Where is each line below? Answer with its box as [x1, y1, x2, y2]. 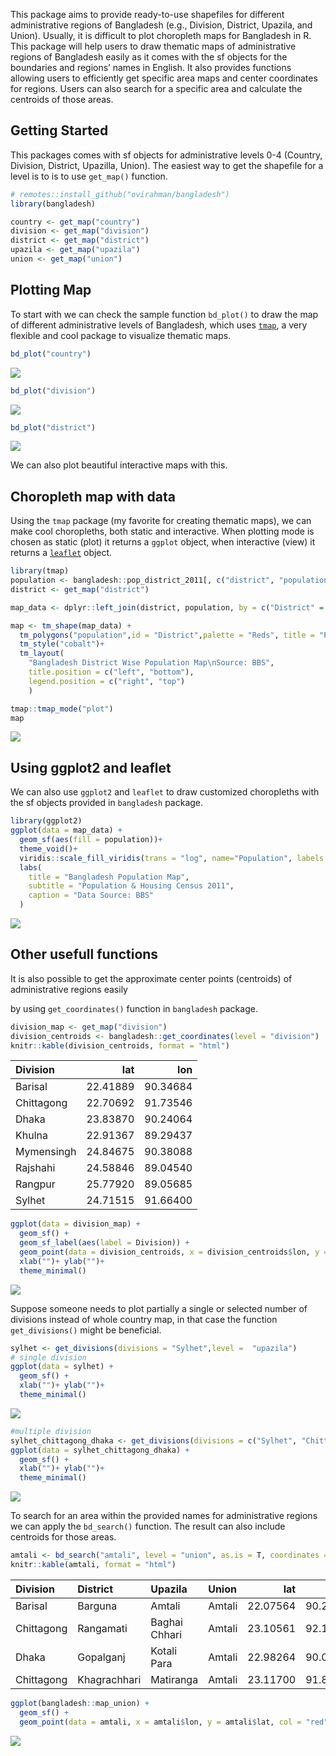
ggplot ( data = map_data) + [10, 825, 123, 836]
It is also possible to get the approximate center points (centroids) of [10, 972, 293, 984]
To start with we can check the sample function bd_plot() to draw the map [10, 308, 319, 320]
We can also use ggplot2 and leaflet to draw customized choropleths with [10, 786, 320, 798]
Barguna [77, 1599, 118, 1613]
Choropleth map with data [10, 488, 176, 505]
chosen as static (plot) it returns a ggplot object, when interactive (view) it [10, 536, 316, 548]
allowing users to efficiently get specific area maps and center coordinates [10, 72, 318, 84]
